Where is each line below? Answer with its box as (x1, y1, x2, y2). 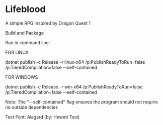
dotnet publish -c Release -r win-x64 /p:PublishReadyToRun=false (5, 84, 143, 90)
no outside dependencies (5, 104, 58, 110)
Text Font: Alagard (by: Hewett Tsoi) (5, 114, 80, 120)
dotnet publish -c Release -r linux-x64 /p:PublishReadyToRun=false (5, 59, 145, 65)
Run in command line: (5, 39, 50, 46)
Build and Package (5, 30, 44, 36)
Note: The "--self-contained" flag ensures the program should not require (5, 99, 158, 105)
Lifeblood (5, 4, 46, 15)
